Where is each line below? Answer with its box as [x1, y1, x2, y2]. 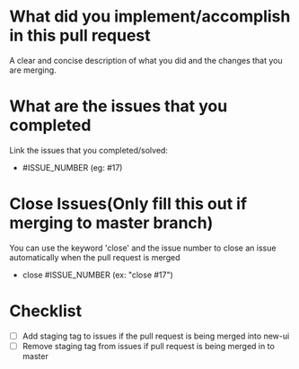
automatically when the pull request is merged [9, 251, 180, 262]
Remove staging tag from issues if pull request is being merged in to [22, 340, 276, 351]
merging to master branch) [9, 213, 214, 233]
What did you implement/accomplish [9, 6, 291, 27]
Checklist [9, 301, 83, 321]
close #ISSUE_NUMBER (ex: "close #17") [22, 269, 173, 280]
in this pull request [9, 25, 151, 46]
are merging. [9, 65, 57, 75]
